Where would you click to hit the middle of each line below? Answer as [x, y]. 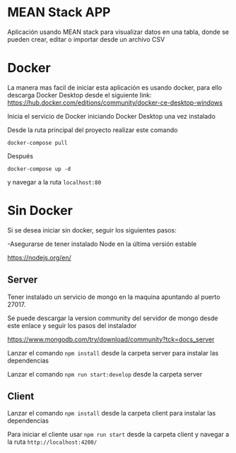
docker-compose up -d [39, 169]
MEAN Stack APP [59, 12]
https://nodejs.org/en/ [40, 257]
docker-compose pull [38, 143]
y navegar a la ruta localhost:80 [54, 182]
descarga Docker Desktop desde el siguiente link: [79, 95]
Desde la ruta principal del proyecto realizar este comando [93, 130]
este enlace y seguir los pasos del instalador [72, 325]
